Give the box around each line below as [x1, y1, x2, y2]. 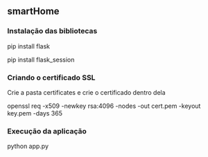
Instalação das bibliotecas [7, 26, 98, 36]
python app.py [7, 142, 49, 151]
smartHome [7, 6, 60, 17]
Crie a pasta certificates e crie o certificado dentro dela [7, 88, 166, 96]
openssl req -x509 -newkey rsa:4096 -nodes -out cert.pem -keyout [7, 102, 201, 110]
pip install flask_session [7, 55, 75, 64]
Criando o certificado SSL [7, 73, 96, 82]
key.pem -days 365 [7, 109, 62, 117]
